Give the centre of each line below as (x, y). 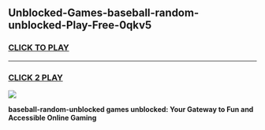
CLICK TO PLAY (39, 48)
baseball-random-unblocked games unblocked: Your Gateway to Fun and (131, 109)
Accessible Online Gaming (52, 117)
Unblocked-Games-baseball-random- (104, 13)
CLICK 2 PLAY (35, 77)
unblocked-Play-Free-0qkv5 (80, 26)
